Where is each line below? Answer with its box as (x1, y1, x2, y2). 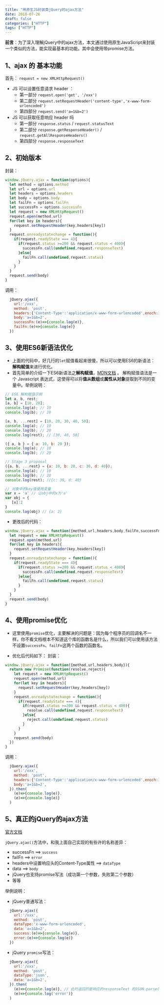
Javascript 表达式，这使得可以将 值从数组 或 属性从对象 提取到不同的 (18, 376, 151, 382)
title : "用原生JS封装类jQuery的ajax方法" (5, 7, 84, 12)
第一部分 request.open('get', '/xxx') (19, 92, 97, 98)
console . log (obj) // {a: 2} (5, 509, 62, 514)
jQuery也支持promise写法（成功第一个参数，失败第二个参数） (12, 871, 136, 877)
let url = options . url (9, 187, 56, 192)
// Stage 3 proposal (5, 459, 47, 465)
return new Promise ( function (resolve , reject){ (9, 667, 106, 672)
